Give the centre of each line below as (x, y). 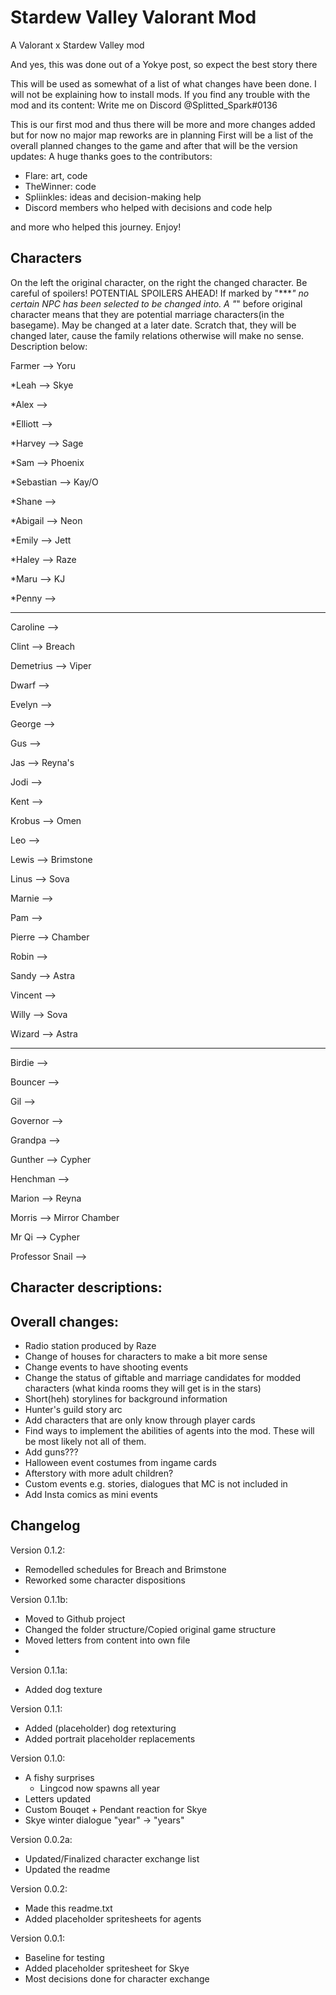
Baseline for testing (64, 1957)
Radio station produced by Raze (90, 1345)
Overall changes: (64, 1321)
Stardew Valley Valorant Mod (133, 17)
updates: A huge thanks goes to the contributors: (111, 156)
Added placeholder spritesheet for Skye (107, 1968)
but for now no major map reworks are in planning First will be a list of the (162, 135)
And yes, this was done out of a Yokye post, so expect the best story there (164, 64)
